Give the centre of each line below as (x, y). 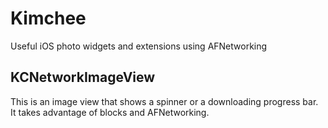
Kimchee (48, 18)
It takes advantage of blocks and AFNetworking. (110, 112)
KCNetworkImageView (83, 77)
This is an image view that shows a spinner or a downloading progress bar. (164, 101)
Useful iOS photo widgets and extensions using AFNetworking (139, 46)
